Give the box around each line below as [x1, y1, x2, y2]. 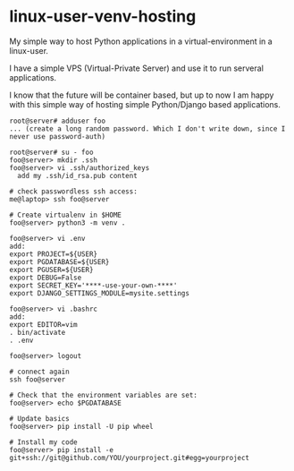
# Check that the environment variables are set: [9, 390, 198, 399]
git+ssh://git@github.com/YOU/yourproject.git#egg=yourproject [9, 453, 250, 462]
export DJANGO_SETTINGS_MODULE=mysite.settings [9, 288, 190, 297]
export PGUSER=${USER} [9, 265, 94, 274]
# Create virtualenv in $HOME [9, 210, 122, 219]
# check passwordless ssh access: [9, 186, 139, 196]
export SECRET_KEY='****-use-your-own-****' [9, 280, 178, 290]
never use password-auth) [9, 132, 105, 141]
